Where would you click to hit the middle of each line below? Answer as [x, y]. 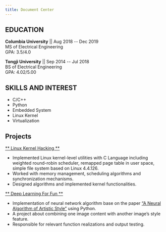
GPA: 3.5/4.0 [18, 52]
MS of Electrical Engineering [34, 47]
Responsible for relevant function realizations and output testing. [78, 224]
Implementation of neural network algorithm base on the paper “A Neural [86, 203]
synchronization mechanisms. [43, 179]
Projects [18, 136]
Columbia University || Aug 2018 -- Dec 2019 [52, 42]
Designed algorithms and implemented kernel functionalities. [74, 184]
